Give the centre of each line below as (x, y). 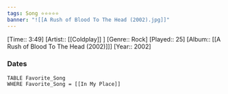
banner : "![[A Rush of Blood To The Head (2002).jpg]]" (88, 20)
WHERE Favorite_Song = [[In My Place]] (64, 84)
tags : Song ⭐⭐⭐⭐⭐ (33, 13)
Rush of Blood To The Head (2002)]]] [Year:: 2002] (79, 46)
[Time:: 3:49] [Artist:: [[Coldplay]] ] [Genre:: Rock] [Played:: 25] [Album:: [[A (114, 39)
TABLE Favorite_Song (37, 78)
